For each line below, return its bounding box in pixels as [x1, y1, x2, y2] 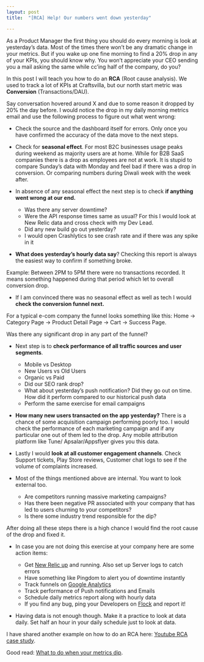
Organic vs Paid [24, 373, 65, 381]
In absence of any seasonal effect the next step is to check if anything [15, 188, 194, 195]
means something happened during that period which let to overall [6, 275, 174, 283]
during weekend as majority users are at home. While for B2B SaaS [15, 150, 184, 157]
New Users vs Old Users [24, 367, 87, 375]
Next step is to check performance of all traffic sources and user [15, 342, 182, 349]
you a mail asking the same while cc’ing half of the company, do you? [6, 63, 181, 70]
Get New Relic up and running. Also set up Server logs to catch [24, 561, 183, 568]
